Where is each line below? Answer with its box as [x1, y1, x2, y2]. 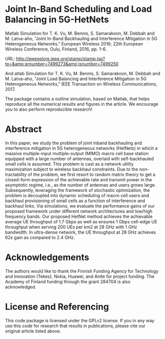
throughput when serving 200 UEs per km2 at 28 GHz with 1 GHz [5, 224, 137, 230]
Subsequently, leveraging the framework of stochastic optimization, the [5, 187, 150, 193]
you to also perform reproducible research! [5, 106, 93, 112]
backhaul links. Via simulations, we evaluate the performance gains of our [5, 203, 155, 209]
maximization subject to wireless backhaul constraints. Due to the [5, 166, 138, 172]
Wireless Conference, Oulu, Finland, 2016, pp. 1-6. [5, 46, 107, 52]
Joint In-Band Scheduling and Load [5, 3, 152, 15]
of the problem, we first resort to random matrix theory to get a [28, 171, 156, 177]
